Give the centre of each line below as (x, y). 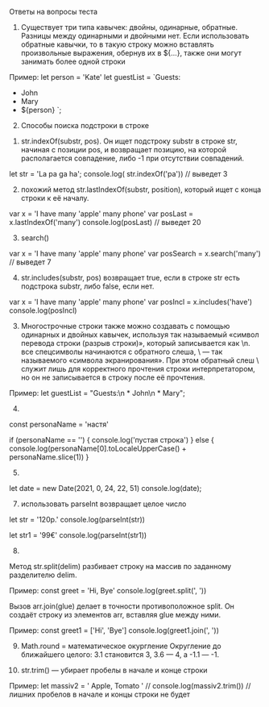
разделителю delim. (43, 575)
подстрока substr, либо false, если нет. (87, 286)
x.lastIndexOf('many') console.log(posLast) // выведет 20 (105, 222)
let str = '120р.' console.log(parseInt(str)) (77, 520)
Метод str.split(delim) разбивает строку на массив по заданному (120, 566)
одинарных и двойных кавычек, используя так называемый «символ (140, 335)
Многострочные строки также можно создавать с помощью (125, 326)
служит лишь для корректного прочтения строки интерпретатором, (138, 369)
